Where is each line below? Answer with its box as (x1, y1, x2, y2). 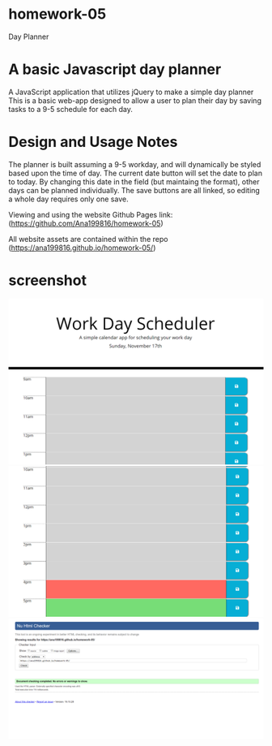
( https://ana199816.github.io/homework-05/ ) (8, 243, 156, 252)
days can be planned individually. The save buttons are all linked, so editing (8, 185, 261, 195)
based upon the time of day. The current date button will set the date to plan (8, 168, 263, 178)
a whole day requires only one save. (8, 194, 129, 204)
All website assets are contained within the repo (8, 234, 168, 244)
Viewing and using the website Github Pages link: (8, 209, 173, 219)
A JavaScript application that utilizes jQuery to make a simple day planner (8, 87, 254, 97)
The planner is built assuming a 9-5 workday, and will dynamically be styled (8, 159, 261, 169)
